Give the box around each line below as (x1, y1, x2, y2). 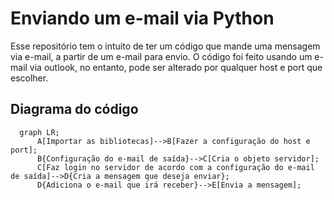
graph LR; (19, 127, 60, 137)
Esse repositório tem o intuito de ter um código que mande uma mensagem (10, 40, 321, 52)
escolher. (10, 72, 49, 84)
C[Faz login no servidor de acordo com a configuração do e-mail (36, 162, 315, 172)
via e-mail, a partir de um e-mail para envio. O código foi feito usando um (10, 50, 313, 62)
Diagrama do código (10, 101, 139, 118)
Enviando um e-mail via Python (10, 7, 275, 30)
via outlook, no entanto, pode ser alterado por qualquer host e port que (29, 61, 323, 73)
